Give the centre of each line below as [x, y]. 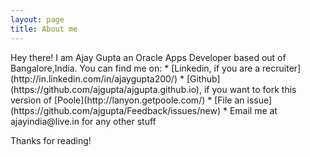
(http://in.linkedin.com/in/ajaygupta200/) [94, 78]
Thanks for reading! [51, 140]
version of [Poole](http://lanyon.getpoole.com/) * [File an [127, 100]
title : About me [44, 29]
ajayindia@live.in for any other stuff [83, 121]
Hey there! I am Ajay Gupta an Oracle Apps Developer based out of [148, 57]
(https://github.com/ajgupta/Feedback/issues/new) [115, 110]
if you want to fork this [250, 89]
